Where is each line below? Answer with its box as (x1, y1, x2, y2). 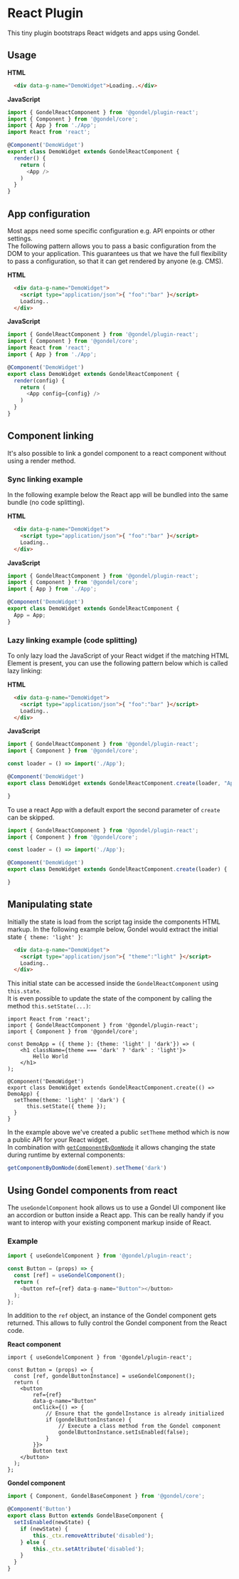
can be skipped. (7, 813, 55, 822)
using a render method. (7, 456, 76, 465)
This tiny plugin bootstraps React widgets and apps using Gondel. (7, 29, 201, 37)
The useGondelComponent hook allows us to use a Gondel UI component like (7, 1203, 226, 1212)
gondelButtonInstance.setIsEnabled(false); (58, 1429, 190, 1436)
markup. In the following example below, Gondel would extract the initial (7, 925, 218, 934)
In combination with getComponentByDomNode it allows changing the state (7, 1143, 216, 1152)
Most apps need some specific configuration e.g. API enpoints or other (7, 226, 216, 235)
